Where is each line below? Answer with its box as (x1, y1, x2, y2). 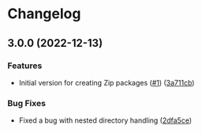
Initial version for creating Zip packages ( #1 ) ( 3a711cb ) (18, 78, 195, 87)
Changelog (7, 5, 81, 23)
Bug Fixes (7, 97, 47, 108)
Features (7, 60, 43, 71)
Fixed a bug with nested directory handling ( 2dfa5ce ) (18, 116, 193, 125)
